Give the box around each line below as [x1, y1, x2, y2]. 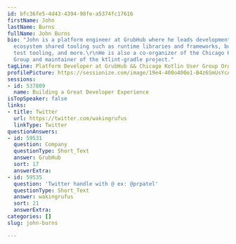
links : [7, 102, 27, 109]
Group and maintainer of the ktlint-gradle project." [13, 56, 174, 63]
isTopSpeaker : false [7, 96, 68, 103]
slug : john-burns [7, 219, 58, 226]
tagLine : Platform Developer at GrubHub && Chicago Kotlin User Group [7, 63, 218, 70]
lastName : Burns [7, 23, 55, 30]
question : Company [13, 141, 68, 148]
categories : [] [7, 213, 52, 220]
